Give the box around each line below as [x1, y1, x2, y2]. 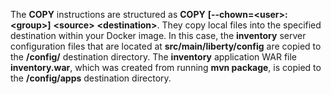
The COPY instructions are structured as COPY [10, 9, 206, 20]
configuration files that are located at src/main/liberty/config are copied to [10, 40, 322, 52]
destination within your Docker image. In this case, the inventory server [10, 30, 307, 41]
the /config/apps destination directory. [10, 72, 172, 84]
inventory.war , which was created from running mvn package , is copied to [10, 62, 322, 73]
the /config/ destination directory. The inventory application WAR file [10, 51, 298, 63]
